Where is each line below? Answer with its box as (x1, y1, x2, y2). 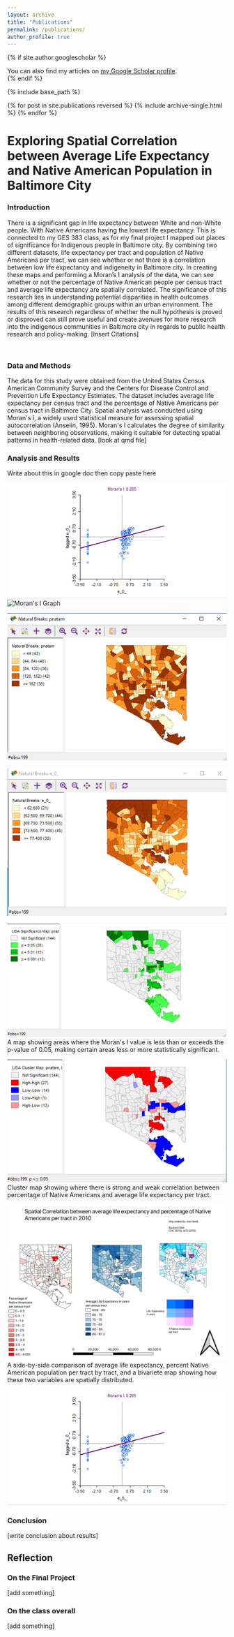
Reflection (7, 1552, 54, 1564)
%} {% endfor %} (7, 109, 58, 117)
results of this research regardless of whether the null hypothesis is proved (7, 307, 223, 316)
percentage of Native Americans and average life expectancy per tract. (7, 1190, 211, 1199)
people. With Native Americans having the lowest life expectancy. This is (7, 225, 216, 234)
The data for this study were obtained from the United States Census (7, 377, 205, 385)
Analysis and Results (7, 453, 80, 463)
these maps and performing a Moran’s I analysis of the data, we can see (7, 270, 214, 279)
